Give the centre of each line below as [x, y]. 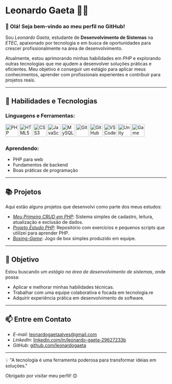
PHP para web [28, 159]
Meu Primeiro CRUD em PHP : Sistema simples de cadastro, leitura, [83, 217]
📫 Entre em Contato [38, 319]
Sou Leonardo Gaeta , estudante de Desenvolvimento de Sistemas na [79, 37]
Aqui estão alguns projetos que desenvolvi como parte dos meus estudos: [84, 207]
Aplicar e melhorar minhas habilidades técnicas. [63, 287]
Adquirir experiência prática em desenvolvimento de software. [78, 298]
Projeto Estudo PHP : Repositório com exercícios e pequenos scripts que [89, 228]
